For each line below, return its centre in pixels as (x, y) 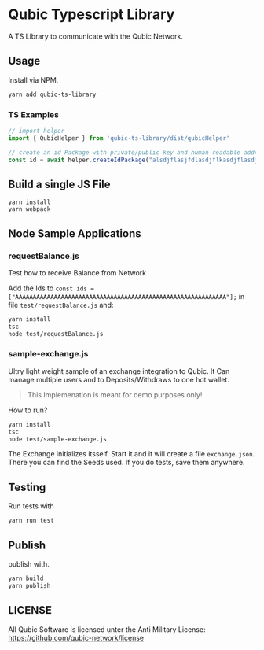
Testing (27, 487)
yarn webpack (29, 209)
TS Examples (33, 114)
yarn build (26, 578)
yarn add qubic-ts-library (52, 94)
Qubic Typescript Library (92, 15)
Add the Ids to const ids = (51, 288)
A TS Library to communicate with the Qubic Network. (95, 36)
